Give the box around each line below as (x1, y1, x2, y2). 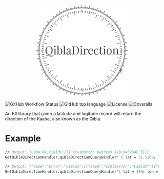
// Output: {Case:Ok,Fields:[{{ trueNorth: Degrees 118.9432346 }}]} (5, 149, 150, 155)
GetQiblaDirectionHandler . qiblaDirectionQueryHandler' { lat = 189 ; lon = (5, 169, 159, 174)
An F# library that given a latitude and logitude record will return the (5, 110, 142, 117)
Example (5, 133, 41, 144)
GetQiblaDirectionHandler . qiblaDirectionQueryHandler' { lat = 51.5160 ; (5, 155, 156, 159)
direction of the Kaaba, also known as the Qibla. (5, 116, 102, 121)
